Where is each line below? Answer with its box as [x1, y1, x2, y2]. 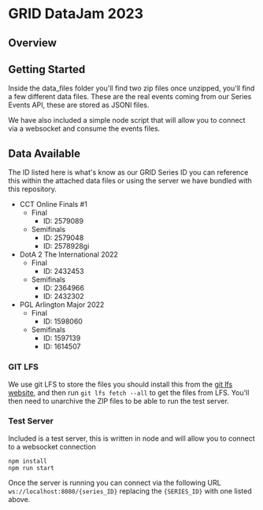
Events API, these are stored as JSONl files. [8, 100, 150, 110]
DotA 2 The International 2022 [19, 249, 118, 260]
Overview [8, 36, 57, 50]
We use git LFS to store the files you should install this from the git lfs [8, 379, 233, 389]
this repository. [8, 184, 57, 194]
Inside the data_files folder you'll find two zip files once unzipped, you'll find [8, 83, 255, 93]
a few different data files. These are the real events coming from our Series [8, 92, 252, 102]
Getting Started [8, 62, 86, 76]
